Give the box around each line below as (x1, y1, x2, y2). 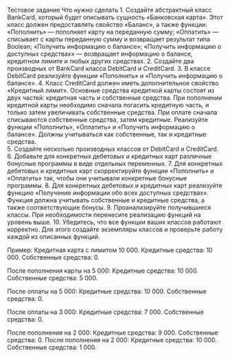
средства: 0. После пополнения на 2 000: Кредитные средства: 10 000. (7, 336, 218, 344)
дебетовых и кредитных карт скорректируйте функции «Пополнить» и (7, 167, 214, 175)
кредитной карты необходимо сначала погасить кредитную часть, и (7, 101, 209, 109)
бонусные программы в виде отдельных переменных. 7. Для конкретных (7, 160, 223, 167)
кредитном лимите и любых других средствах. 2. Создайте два (7, 57, 194, 65)
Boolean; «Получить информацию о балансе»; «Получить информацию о (7, 43, 222, 50)
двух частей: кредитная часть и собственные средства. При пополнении (7, 94, 222, 102)
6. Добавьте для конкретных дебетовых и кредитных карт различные (7, 152, 212, 160)
